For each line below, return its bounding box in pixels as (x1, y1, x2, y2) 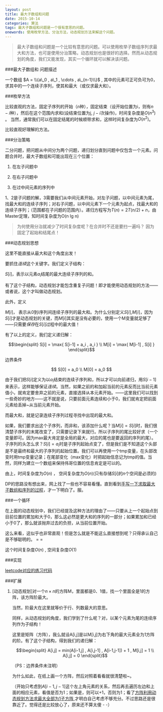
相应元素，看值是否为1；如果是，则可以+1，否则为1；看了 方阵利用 (20, 689, 152, 695)
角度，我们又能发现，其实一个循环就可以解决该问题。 (25, 56, 132, 61)
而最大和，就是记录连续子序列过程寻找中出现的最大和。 (5, 412, 115, 418)
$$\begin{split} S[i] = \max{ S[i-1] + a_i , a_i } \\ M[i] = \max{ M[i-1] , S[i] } (8, 342, 155, 347)
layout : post (5, 7, 32, 12)
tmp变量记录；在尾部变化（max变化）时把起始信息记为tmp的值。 (17, 454, 148, 460)
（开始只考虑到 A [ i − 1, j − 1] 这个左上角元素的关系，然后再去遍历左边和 (12, 683, 150, 689)
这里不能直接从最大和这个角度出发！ (5, 250, 78, 256)
